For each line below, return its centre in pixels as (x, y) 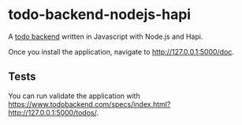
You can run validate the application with (74, 96)
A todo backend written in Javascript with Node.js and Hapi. (106, 36)
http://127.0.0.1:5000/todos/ (52, 112)
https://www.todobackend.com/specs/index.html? (89, 104)
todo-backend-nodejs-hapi (100, 15)
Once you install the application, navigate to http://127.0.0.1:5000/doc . (121, 51)
